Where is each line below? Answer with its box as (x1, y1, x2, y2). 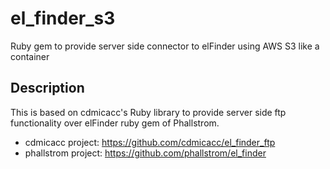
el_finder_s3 (10, 7, 116, 30)
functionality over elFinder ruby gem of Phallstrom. (10, 117, 220, 129)
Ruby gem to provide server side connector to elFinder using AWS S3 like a (10, 40, 320, 52)
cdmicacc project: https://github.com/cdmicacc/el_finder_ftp (24, 136, 276, 148)
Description (10, 80, 85, 97)
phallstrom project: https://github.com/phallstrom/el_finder (24, 147, 267, 159)
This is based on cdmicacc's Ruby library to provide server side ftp (10, 106, 287, 118)
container (10, 50, 50, 62)
